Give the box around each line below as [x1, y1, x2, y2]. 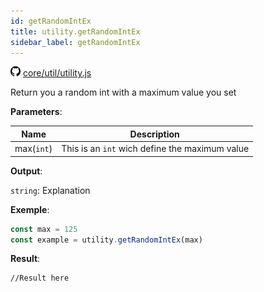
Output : [10, 165, 43, 177]
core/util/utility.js [22, 67, 92, 79]
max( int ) [14, 143, 53, 155]
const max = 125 [10, 224, 78, 234]
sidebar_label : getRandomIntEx [10, 37, 141, 47]
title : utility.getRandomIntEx [10, 26, 141, 37]
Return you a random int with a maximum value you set [10, 86, 237, 99]
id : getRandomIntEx [10, 16, 92, 26]
